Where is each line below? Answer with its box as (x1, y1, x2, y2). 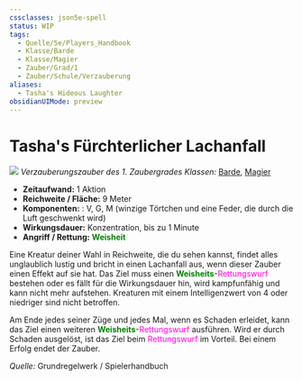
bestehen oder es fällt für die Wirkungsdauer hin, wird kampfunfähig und (9, 278, 280, 289)
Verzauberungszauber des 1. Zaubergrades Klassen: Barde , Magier (20, 167, 271, 177)
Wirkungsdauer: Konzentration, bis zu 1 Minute (22, 222, 200, 233)
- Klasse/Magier (17, 55, 78, 64)
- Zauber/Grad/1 (17, 64, 78, 73)
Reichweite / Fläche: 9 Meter (22, 194, 133, 204)
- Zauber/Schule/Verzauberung (17, 72, 131, 81)
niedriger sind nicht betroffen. (9, 297, 120, 308)
